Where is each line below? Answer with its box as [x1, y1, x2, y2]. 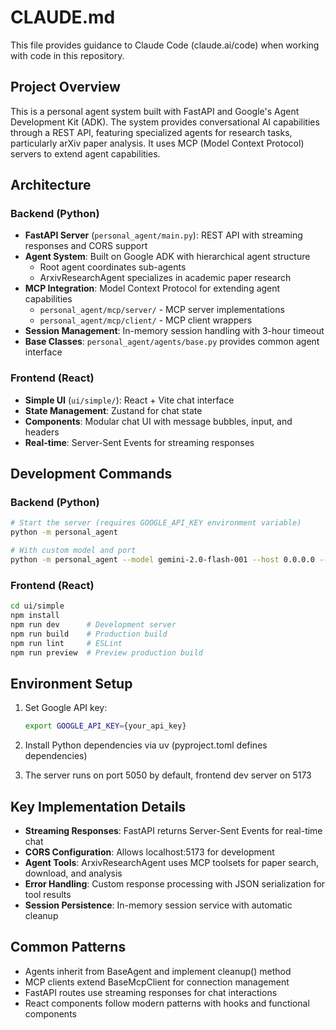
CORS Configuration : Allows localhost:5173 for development [24, 846, 275, 858]
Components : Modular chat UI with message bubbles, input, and [24, 415, 293, 427]
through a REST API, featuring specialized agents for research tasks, [10, 126, 293, 138]
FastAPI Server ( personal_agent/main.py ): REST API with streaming [24, 229, 303, 241]
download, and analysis [24, 867, 123, 879]
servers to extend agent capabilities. [10, 147, 161, 160]
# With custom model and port [10, 546, 137, 556]
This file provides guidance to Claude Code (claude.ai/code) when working [10, 39, 320, 51]
